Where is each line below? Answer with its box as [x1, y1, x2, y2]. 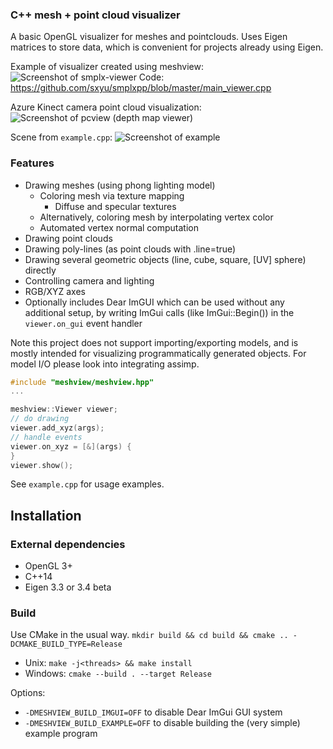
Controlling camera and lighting [24, 274, 155, 287]
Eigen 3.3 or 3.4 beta [24, 581, 112, 593]
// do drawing [10, 414, 70, 424]
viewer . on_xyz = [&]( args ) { [10, 441, 132, 452]
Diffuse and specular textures [54, 200, 177, 212]
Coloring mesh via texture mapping [39, 189, 185, 202]
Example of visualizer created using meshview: [10, 61, 204, 73]
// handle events [10, 432, 83, 442]
